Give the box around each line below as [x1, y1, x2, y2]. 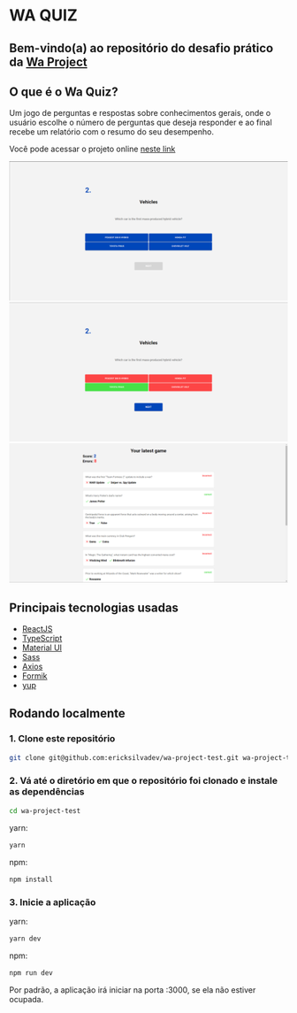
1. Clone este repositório [9, 732, 116, 744]
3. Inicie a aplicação [9, 895, 96, 908]
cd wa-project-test [9, 807, 81, 816]
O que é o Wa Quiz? [9, 84, 118, 99]
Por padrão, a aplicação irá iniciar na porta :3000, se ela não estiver [9, 984, 256, 995]
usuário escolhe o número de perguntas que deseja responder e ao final [9, 117, 272, 128]
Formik [21, 671, 48, 681]
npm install [9, 875, 53, 884]
